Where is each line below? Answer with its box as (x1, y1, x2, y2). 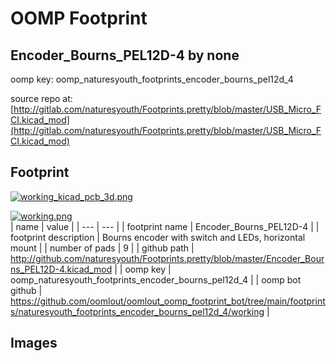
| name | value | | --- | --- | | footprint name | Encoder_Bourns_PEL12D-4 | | (10, 220, 320, 232)
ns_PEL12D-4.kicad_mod (10, 263, 113, 275)
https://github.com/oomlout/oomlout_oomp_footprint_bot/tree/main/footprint (10, 295, 326, 307)
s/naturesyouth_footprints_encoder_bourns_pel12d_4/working (10, 305, 265, 317)
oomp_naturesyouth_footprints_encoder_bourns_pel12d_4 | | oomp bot (10, 273, 302, 286)
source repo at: (10, 93, 73, 104)
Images (10, 335, 58, 352)
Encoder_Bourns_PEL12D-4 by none (10, 47, 240, 64)
